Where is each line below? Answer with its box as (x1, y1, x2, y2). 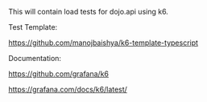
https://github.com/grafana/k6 (8, 69, 110, 79)
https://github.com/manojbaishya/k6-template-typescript (8, 38, 199, 47)
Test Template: (8, 22, 58, 31)
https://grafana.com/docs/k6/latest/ (8, 84, 127, 94)
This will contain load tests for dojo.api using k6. (8, 7, 169, 16)
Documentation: (8, 54, 62, 63)
